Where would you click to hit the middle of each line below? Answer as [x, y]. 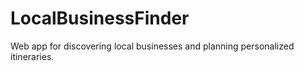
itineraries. [32, 56]
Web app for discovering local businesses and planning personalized [152, 46]
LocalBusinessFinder [100, 18]
